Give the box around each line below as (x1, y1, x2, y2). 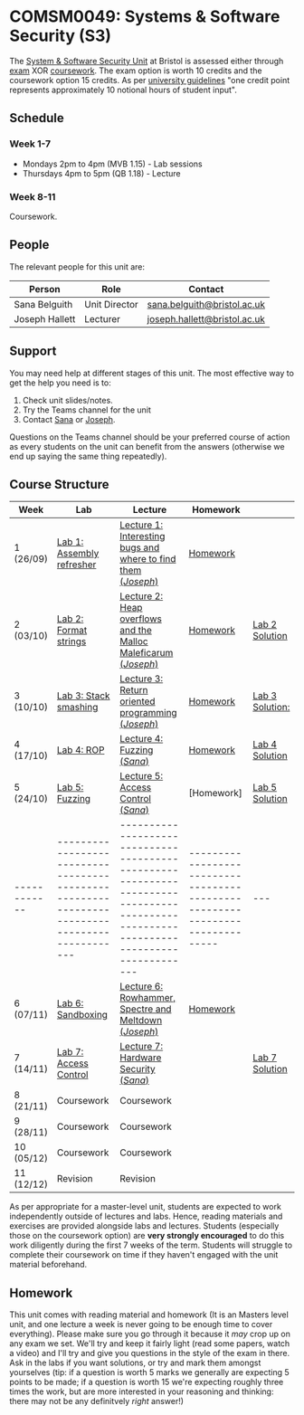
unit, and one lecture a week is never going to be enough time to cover (9, 1319, 273, 1330)
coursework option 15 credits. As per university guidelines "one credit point (9, 74, 290, 85)
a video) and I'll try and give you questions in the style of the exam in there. (9, 1348, 290, 1359)
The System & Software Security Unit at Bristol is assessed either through (9, 55, 284, 66)
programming (119, 707, 178, 719)
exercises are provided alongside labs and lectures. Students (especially (9, 1220, 280, 1231)
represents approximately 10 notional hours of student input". (9, 84, 238, 95)
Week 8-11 (9, 190, 56, 203)
